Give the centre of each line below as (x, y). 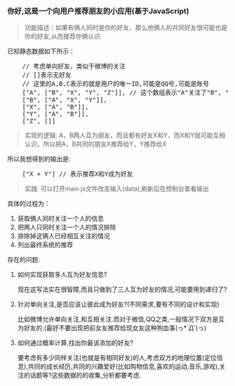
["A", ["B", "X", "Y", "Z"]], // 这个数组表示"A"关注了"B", (122, 93)
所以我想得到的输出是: (39, 159)
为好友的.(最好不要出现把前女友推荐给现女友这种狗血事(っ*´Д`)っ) (112, 328)
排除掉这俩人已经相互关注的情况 (63, 236)
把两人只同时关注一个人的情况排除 (67, 227)
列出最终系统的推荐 (45, 245)
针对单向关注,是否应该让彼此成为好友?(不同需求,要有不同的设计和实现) (118, 304)
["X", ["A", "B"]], (55, 107)
